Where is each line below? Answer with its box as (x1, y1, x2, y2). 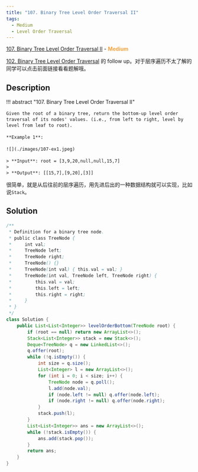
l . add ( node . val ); (48, 385, 92, 391)
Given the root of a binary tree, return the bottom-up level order (6, 110, 178, 117)
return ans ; (27, 448, 57, 454)
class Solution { (6, 316, 49, 322)
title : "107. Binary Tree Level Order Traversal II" (6, 9, 139, 15)
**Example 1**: (6, 134, 44, 141)
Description (6, 83, 50, 93)
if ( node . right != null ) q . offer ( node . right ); (48, 398, 165, 404)
